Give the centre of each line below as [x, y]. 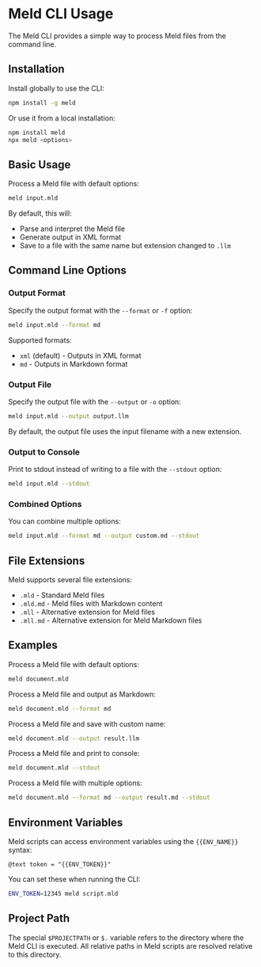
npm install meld [37, 132]
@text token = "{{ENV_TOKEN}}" [60, 864]
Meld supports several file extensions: [70, 579]
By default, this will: [40, 213]
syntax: [20, 850]
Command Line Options [67, 271]
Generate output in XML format [70, 237]
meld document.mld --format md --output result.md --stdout [110, 798]
